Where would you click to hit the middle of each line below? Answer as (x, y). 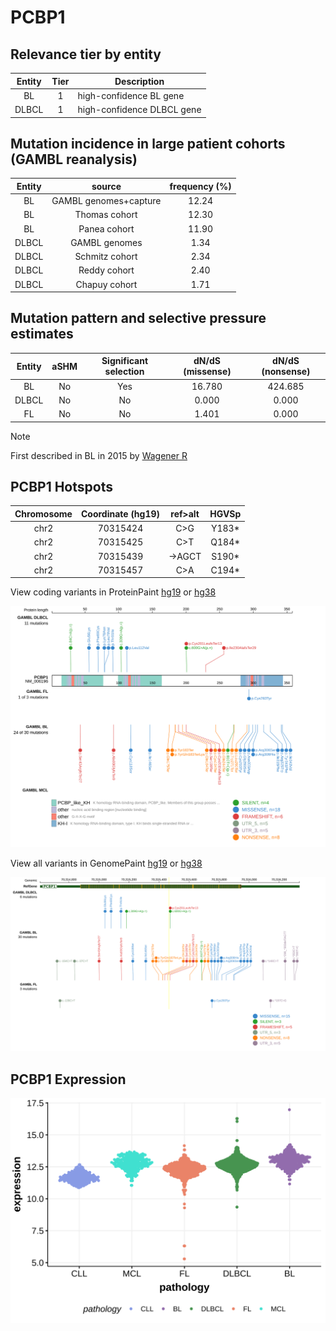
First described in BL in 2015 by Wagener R (99, 455)
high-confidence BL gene (131, 95)
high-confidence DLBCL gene (139, 109)
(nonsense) (286, 372)
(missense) (207, 372)
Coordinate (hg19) (120, 513)
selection (124, 372)
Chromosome (43, 513)
